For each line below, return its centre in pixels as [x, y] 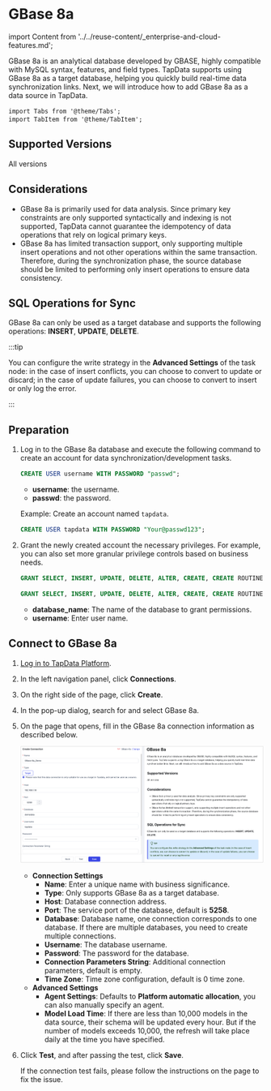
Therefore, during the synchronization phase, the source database [131, 260]
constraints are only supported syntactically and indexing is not [126, 217]
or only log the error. [42, 389]
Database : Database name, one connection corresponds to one [150, 918]
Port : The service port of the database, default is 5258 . [137, 910]
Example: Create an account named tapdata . [94, 514]
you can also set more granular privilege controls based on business [134, 553]
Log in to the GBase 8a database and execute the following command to [140, 449]
